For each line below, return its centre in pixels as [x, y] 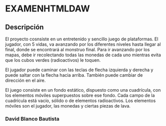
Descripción [24, 27]
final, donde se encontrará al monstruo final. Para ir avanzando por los [78, 50]
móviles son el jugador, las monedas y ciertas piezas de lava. [68, 106]
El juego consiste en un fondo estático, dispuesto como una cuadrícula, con [83, 90]
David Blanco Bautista [32, 119]
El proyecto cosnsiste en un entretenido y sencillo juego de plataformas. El [82, 39]
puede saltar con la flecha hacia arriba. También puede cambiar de [74, 75]
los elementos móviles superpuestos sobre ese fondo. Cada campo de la [80, 95]
